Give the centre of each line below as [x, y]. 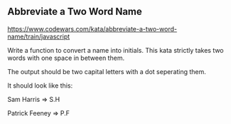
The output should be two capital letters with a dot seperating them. [107, 71]
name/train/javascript [39, 36]
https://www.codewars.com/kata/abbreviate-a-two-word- [92, 29]
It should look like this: [40, 86]
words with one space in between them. [66, 58]
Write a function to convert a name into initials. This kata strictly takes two [116, 50]
